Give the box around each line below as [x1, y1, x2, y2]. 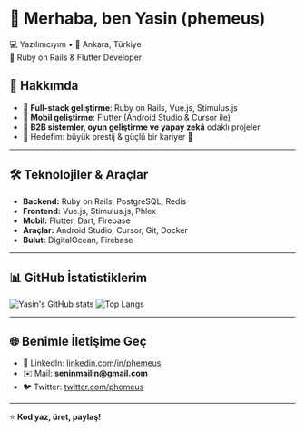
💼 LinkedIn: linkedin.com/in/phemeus [22, 358, 162, 368]
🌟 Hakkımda [9, 78, 79, 93]
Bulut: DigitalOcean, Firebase [22, 234, 133, 245]
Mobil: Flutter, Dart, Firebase [22, 215, 131, 226]
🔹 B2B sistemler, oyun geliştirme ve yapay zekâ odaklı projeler [22, 122, 261, 132]
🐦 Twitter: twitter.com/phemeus [22, 381, 144, 393]
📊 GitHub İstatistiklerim [9, 269, 148, 285]
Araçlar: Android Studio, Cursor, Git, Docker [22, 224, 188, 235]
